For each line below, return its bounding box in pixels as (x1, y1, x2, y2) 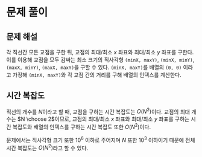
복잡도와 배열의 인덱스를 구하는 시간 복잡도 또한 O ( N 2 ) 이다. (12, 122, 151, 130)
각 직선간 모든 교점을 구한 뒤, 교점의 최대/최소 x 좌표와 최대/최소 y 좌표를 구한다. (6, 49, 194, 56)
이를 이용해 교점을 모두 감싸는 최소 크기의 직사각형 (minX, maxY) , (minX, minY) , (6, 56, 195, 63)
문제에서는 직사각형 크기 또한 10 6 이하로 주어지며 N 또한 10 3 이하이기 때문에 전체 (6, 135, 195, 144)
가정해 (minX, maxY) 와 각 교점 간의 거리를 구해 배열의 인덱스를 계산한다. (12, 71, 182, 78)
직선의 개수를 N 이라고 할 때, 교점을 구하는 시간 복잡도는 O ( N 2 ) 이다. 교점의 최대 (6, 107, 190, 115)
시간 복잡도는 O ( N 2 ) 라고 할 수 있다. (6, 143, 89, 152)
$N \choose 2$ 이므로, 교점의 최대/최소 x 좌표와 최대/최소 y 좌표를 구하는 (17, 115, 190, 123)
